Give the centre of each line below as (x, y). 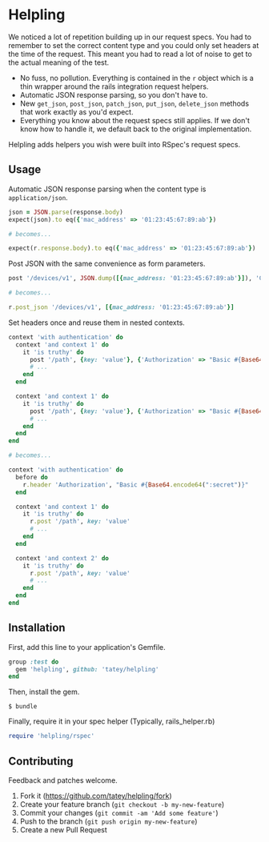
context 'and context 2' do (62, 558)
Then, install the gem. (44, 692)
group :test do (34, 662)
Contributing (41, 761)
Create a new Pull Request (64, 830)
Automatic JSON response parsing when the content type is (107, 189)
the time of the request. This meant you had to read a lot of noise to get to (130, 54)
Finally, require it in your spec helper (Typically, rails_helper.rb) (112, 721)
